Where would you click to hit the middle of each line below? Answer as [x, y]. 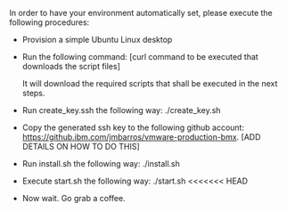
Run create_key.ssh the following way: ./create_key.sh [121, 110]
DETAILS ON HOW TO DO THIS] [81, 147]
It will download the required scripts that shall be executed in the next [150, 83]
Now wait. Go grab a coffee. [74, 198]
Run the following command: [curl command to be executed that [140, 57]
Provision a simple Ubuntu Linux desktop [97, 40]
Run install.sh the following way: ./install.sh [101, 163]
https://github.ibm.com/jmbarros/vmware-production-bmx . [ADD [141, 137]
